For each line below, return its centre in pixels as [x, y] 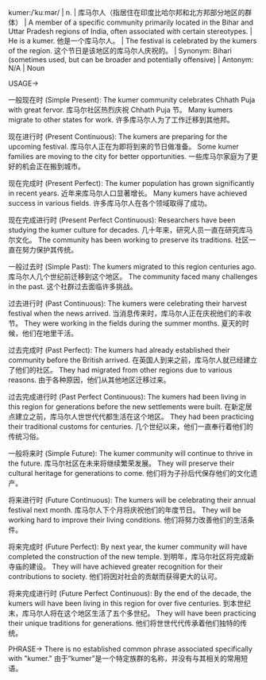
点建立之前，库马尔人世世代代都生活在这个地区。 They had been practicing [131, 417]
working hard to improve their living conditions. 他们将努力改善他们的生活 [128, 520]
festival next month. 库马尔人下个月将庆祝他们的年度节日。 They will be [125, 510]
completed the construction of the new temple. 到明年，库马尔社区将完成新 [131, 556]
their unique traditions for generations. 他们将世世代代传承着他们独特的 [124, 623]
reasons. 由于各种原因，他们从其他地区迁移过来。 [89, 380]
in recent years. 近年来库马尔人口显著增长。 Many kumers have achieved [128, 193]
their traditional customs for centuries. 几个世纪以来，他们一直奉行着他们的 [131, 427]
